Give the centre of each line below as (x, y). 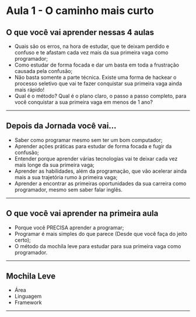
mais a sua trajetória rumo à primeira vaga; (66, 177)
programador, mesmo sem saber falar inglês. (68, 189)
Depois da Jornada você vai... (61, 126)
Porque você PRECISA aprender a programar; (69, 227)
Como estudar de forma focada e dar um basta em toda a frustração (97, 65)
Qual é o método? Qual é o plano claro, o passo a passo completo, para (100, 96)
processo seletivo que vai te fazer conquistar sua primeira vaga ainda (98, 83)
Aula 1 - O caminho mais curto (80, 11)
